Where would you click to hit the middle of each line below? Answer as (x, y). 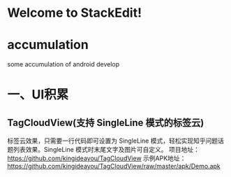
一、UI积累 (38, 95)
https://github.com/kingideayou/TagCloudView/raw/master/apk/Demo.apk (114, 167)
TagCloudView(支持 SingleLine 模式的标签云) (106, 123)
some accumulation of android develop (64, 64)
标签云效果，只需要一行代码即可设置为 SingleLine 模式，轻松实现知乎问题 (113, 141)
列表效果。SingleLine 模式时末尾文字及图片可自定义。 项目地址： (106, 150)
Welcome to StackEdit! (74, 13)
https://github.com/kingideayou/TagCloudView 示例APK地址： (97, 158)
